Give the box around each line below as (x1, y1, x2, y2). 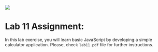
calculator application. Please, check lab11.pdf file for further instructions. (5, 42, 154, 47)
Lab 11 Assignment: (5, 21, 85, 32)
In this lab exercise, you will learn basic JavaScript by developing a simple (5, 37, 152, 42)
